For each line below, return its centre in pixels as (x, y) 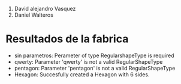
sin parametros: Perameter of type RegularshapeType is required (94, 55)
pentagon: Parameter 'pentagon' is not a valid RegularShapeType (95, 68)
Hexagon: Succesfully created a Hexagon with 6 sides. (82, 74)
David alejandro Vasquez (45, 9)
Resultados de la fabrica (67, 39)
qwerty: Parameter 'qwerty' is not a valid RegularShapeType (88, 61)
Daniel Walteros (34, 15)
